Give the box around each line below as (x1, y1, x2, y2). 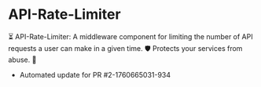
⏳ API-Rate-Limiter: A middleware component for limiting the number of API (8, 31, 253, 41)
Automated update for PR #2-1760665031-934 (19, 70, 171, 79)
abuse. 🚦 (8, 55, 37, 64)
